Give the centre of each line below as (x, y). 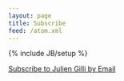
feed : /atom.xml (35, 30)
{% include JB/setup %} (48, 54)
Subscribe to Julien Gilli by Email (62, 69)
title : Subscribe (37, 23)
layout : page (30, 16)
